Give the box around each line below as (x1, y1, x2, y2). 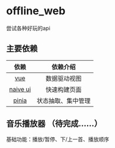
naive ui (9, 85, 31, 93)
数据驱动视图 (45, 74, 82, 83)
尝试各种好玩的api (6, 24, 51, 32)
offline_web (6, 4, 66, 18)
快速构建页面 (45, 85, 82, 93)
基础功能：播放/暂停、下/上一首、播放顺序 (6, 136, 110, 143)
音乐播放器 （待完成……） (6, 119, 102, 129)
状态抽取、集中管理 (36, 96, 91, 105)
